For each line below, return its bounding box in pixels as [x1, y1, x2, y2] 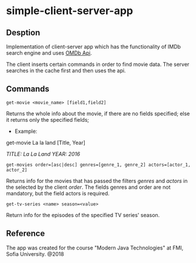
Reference [6, 228, 45, 239]
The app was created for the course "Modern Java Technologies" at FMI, [6, 244, 184, 251]
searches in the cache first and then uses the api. [6, 67, 126, 74]
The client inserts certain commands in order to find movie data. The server [6, 61, 190, 68]
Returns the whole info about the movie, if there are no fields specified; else [6, 110, 190, 117]
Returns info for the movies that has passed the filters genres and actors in [6, 177, 188, 184]
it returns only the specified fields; [6, 116, 89, 123]
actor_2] [6, 167, 28, 173]
